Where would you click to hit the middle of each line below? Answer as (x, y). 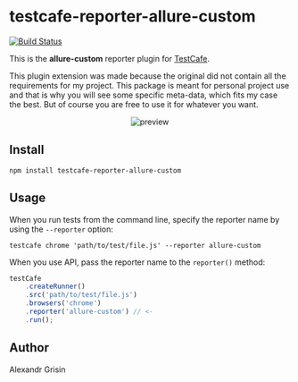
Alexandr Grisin (37, 369)
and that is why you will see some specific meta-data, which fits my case (144, 95)
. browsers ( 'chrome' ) (63, 303)
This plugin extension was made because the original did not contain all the (148, 76)
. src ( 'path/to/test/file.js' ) (82, 295)
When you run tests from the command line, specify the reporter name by (145, 219)
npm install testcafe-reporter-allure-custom (95, 170)
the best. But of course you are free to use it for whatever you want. (134, 104)
